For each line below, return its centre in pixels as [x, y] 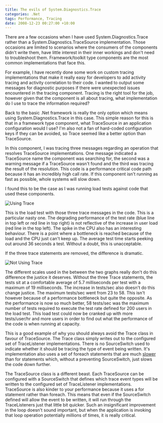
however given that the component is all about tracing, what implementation [81, 98]
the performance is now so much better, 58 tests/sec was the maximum [77, 303]
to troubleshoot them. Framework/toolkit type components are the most [77, 58]
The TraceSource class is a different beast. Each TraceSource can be [75, 374]
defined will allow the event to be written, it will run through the [68, 400]
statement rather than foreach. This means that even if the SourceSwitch [78, 395]
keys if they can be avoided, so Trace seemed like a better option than [75, 134]
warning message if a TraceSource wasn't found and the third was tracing [79, 164]
